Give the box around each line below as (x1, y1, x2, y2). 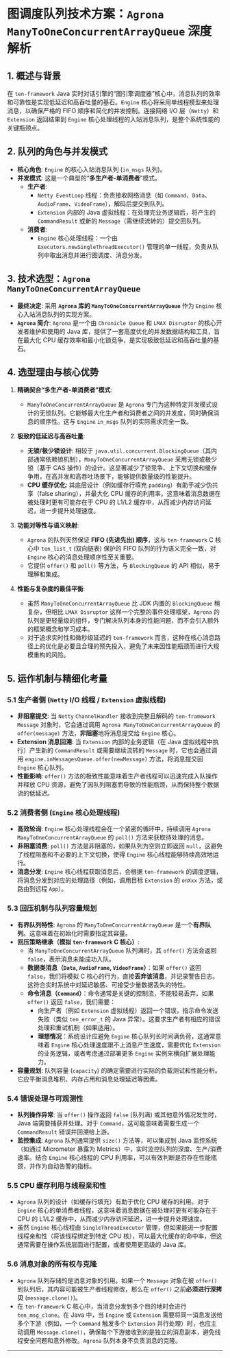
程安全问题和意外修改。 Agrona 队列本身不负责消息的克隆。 (16, 1336, 181, 1344)
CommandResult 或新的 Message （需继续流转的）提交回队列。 (37, 217, 205, 225)
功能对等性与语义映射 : (16, 521, 79, 529)
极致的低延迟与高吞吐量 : (16, 432, 86, 440)
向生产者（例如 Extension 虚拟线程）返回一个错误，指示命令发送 (37, 1006, 219, 1014)
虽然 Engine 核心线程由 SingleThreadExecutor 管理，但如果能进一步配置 (16, 1224, 218, 1232)
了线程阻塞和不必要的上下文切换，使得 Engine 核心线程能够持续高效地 (16, 850, 214, 859)
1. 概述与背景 (7, 70, 62, 82)
